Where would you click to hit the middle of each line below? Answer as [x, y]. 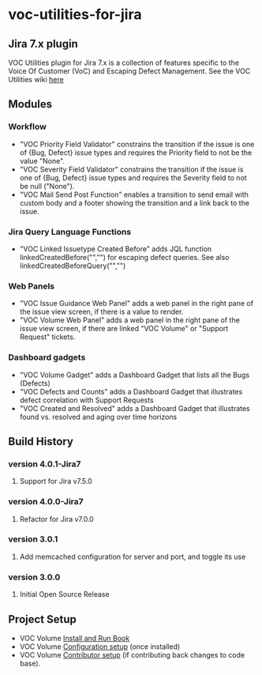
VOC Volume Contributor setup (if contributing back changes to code [132, 654]
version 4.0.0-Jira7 [46, 502]
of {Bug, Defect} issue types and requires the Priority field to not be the [136, 153]
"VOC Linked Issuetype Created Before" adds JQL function [116, 249]
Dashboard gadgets [47, 357]
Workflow [28, 126]
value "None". [42, 160]
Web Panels [32, 286]
